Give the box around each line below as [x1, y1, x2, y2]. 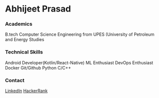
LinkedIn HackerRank [5, 88, 48, 94]
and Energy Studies [5, 37, 45, 42]
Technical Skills [5, 49, 43, 56]
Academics [5, 21, 33, 28]
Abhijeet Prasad [5, 3, 71, 14]
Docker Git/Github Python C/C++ [5, 65, 71, 70]
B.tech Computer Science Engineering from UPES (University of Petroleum [5, 31, 155, 37]
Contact [5, 77, 25, 84]
